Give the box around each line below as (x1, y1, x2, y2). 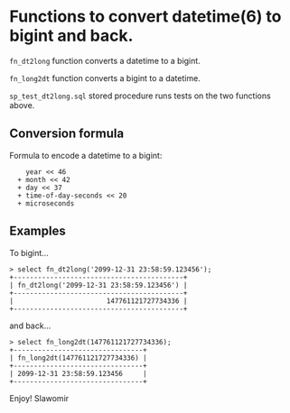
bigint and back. (9, 25, 134, 46)
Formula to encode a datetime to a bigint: (9, 150, 163, 161)
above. (9, 99, 35, 110)
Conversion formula (9, 126, 125, 142)
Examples (9, 224, 66, 239)
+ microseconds (17, 198, 75, 208)
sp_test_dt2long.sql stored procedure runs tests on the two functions (9, 90, 271, 101)
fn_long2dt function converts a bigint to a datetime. (9, 72, 201, 83)
